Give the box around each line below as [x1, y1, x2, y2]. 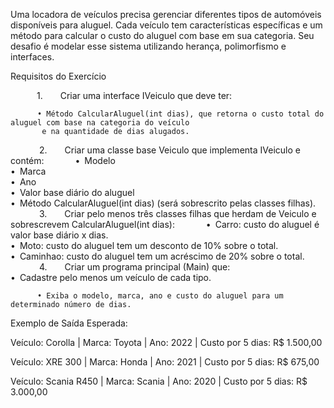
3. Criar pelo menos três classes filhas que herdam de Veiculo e [38, 208, 317, 219]
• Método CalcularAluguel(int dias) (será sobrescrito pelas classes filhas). [10, 197, 317, 209]
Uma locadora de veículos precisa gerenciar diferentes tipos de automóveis [10, 9, 322, 20]
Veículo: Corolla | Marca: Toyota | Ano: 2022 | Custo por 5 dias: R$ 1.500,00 [10, 337, 323, 348]
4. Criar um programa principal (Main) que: [38, 261, 231, 273]
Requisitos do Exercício [10, 70, 107, 82]
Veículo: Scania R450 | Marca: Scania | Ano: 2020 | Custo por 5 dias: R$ [10, 375, 308, 387]
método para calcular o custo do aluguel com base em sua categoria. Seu [10, 30, 315, 41]
